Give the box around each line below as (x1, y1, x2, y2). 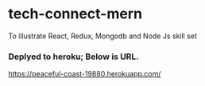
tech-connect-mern (8, 5, 143, 23)
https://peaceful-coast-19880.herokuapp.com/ (8, 69, 161, 79)
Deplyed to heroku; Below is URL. (8, 51, 139, 62)
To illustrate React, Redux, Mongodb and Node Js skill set (8, 31, 197, 41)
